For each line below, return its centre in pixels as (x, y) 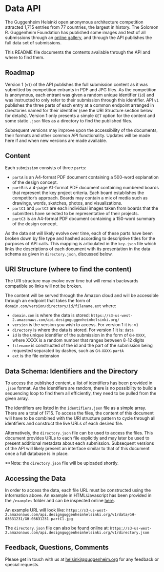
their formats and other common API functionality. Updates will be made (78, 135)
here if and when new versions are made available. (56, 140)
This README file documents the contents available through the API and (78, 52)
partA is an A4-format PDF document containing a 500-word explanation (85, 177)
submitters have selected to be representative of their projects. (75, 213)
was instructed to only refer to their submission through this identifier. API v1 (82, 100)
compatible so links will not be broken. (44, 286)
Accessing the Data (35, 478)
